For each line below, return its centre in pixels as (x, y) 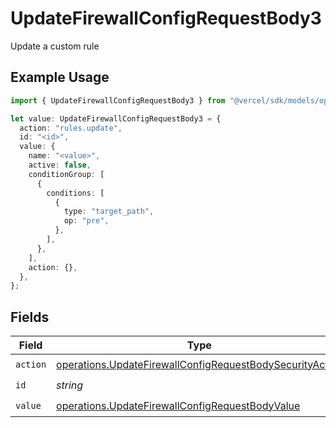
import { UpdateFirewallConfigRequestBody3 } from (118, 100)
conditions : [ (75, 193)
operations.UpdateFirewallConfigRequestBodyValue (178, 405)
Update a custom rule (55, 46)
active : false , (60, 165)
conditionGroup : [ (66, 174)
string (70, 385)
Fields (30, 317)
